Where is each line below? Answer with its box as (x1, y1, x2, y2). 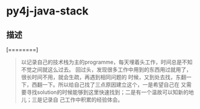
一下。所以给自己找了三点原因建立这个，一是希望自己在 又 (42, 81, 187, 88)
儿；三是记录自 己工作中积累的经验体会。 (20, 96, 123, 103)
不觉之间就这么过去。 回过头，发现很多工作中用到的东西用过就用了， (20, 66, 192, 73)
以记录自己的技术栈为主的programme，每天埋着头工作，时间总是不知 (20, 58, 193, 66)
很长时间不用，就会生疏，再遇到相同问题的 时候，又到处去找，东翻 (20, 73, 187, 81)
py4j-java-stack (6, 4, 89, 18)
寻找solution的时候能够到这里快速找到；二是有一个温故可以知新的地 (26, 89, 194, 96)
